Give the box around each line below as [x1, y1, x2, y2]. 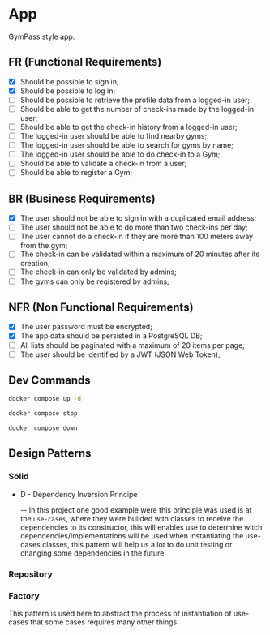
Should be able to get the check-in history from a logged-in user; [19, 122, 238, 131]
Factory [8, 590, 41, 601]
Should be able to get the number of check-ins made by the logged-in [19, 104, 255, 114]
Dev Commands [8, 374, 91, 388]
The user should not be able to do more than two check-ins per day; [19, 222, 249, 232]
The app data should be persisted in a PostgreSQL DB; [19, 331, 203, 341]
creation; [19, 259, 50, 268]
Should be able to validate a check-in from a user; [19, 159, 187, 169]
